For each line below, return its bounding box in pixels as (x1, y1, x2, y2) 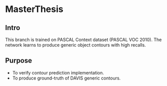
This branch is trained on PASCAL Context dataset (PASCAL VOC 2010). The (5, 36, 162, 42)
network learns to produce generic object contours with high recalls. (5, 42, 146, 48)
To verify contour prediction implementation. (12, 69, 104, 75)
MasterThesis (5, 3, 64, 15)
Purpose (5, 56, 32, 65)
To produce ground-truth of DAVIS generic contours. (12, 75, 121, 81)
